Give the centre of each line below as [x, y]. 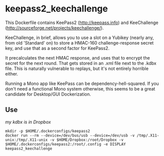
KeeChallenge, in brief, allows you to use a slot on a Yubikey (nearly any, [80, 37]
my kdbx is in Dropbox [28, 122]
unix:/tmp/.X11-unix [27, 140]
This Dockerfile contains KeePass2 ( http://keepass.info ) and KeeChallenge [82, 22]
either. [12, 73]
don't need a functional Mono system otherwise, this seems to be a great [80, 88]
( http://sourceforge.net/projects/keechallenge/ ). [54, 27]
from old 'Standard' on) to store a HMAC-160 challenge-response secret [80, 42]
